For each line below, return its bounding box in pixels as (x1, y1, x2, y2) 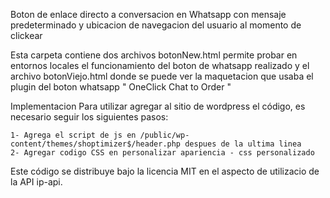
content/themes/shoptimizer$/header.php (10, 139, 182, 149)
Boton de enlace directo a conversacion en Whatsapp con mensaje (10, 9, 287, 20)
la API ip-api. (10, 176, 63, 188)
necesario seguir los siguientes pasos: (10, 111, 169, 123)
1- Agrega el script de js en (10, 130, 137, 140)
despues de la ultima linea (184, 139, 302, 149)
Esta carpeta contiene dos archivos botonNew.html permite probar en (10, 49, 298, 61)
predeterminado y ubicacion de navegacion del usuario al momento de (10, 19, 302, 31)
